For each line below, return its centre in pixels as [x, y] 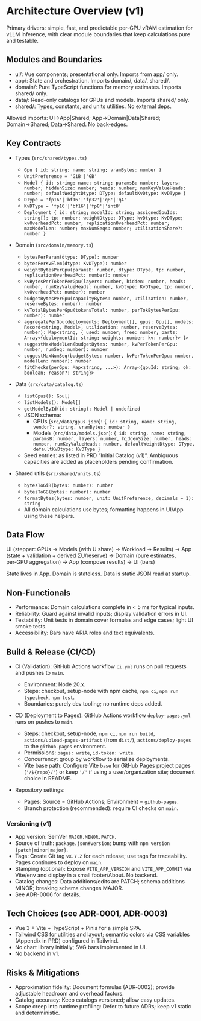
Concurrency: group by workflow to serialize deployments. [97, 759]
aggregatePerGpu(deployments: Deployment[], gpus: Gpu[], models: [109, 322]
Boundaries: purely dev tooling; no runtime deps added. [93, 703]
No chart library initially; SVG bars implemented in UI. [81, 947]
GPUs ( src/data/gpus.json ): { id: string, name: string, [105, 421]
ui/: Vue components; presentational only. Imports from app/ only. [97, 74]
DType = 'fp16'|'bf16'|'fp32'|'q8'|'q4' [75, 200]
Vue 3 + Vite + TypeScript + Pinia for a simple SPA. [78, 928]
